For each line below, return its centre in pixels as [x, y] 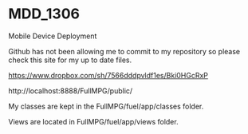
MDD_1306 [44, 14]
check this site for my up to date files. [70, 60]
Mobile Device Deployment [53, 36]
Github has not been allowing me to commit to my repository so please [124, 51]
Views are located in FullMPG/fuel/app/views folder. [93, 121]
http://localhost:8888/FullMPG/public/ [71, 91]
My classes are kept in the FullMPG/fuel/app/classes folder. [106, 106]
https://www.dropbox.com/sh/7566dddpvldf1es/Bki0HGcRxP [108, 75]
